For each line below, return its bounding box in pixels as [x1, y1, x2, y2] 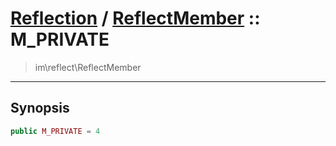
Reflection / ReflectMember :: [10, 7, 261, 30]
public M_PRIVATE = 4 [10, 126, 101, 136]
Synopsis [10, 100, 70, 117]
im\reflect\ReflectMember [34, 61, 142, 73]
